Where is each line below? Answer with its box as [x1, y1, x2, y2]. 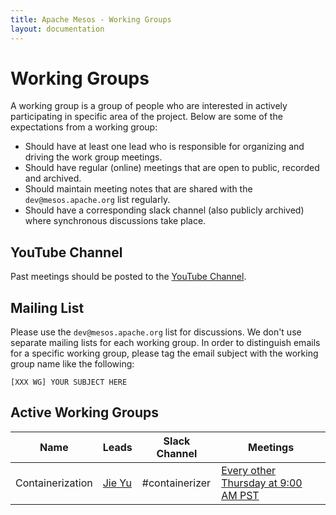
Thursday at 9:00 [221, 476, 303, 490]
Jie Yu [102, 476, 133, 490]
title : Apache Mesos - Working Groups [10, 14, 172, 25]
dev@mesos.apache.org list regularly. [24, 194, 171, 206]
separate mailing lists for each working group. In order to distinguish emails [10, 337, 321, 349]
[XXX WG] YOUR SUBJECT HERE [10, 377, 128, 388]
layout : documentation [10, 24, 105, 34]
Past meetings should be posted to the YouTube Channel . [10, 271, 247, 283]
